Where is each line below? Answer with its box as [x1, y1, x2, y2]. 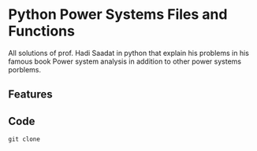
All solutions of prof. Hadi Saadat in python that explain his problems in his [8, 48, 250, 57]
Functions [8, 22, 75, 40]
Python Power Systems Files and [8, 6, 228, 24]
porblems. [8, 64, 42, 74]
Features [8, 88, 53, 101]
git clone [8, 135, 41, 143]
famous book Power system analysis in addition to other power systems [8, 57, 242, 66]
